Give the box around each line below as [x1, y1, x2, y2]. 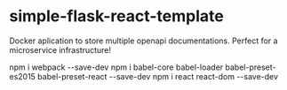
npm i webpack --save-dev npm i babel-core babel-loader [9, 62, 224, 72]
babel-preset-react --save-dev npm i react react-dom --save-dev [36, 71, 278, 81]
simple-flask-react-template [9, 6, 224, 26]
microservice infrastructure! [9, 44, 112, 55]
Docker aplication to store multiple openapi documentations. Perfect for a [9, 35, 278, 46]
